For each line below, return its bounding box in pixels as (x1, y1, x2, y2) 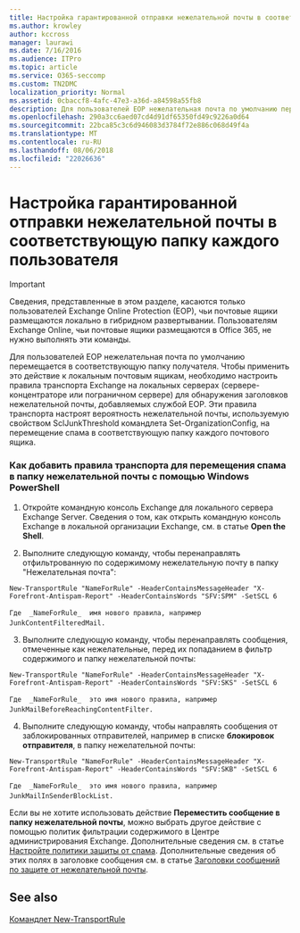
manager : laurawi (9, 37, 74, 47)
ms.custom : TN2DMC (9, 79, 78, 88)
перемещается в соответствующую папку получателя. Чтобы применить (9, 361, 290, 371)
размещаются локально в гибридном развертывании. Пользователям (9, 315, 279, 326)
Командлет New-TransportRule (9, 913, 126, 924)
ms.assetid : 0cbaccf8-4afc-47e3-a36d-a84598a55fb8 (9, 96, 202, 105)
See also (9, 890, 58, 905)
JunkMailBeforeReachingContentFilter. (9, 704, 154, 714)
